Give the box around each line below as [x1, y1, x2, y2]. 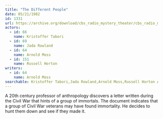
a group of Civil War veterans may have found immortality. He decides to [5, 103, 150, 109]
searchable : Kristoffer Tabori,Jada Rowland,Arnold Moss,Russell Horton [5, 79, 155, 84]
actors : [5, 25, 21, 30]
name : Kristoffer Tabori [14, 34, 64, 39]
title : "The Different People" [5, 7, 68, 12]
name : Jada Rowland [14, 43, 53, 48]
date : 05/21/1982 [5, 12, 40, 17]
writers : [5, 66, 23, 71]
